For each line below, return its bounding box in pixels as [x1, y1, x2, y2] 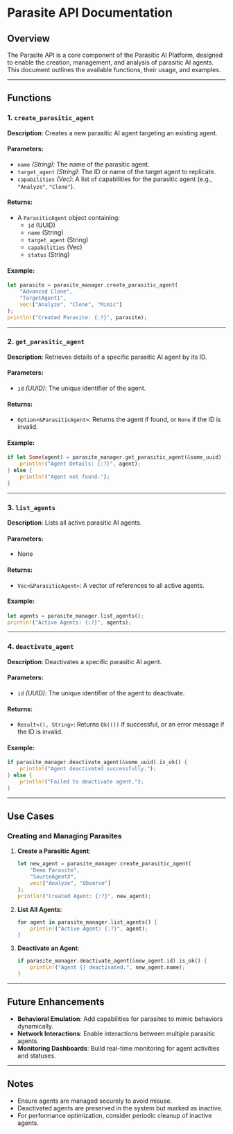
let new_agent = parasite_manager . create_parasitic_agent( [17, 861, 192, 868]
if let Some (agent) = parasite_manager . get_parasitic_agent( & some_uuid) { [7, 454, 228, 461]
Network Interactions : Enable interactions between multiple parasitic [17, 1029, 216, 1038]
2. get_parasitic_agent [7, 337, 85, 346]
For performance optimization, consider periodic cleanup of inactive [17, 1111, 212, 1119]
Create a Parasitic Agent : [17, 847, 92, 855]
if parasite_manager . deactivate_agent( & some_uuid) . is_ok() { [7, 759, 188, 766]
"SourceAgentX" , [30, 873, 77, 881]
